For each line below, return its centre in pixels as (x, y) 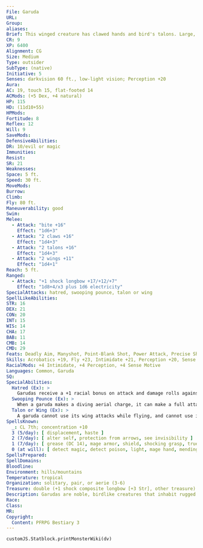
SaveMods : (19, 135)
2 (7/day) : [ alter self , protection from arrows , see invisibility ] (102, 438)
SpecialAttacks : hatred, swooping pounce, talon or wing (79, 292)
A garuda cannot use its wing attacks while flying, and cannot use (105, 416)
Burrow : (16, 191)
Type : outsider (25, 62)
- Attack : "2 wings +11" (43, 259)
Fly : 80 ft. (21, 203)
